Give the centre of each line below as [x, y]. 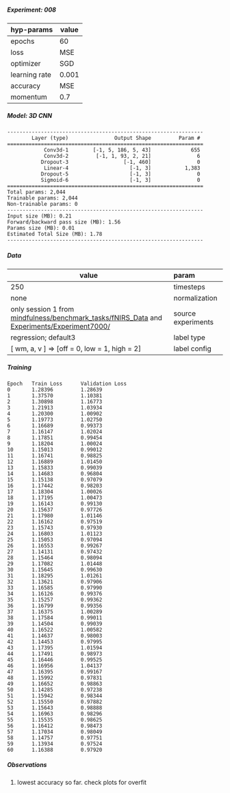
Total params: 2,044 [37, 192]
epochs [23, 41]
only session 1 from [42, 309]
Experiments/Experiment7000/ [61, 326]
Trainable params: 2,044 [42, 198]
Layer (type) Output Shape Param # [116, 138]
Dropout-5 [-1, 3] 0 [120, 174]
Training [20, 367]
